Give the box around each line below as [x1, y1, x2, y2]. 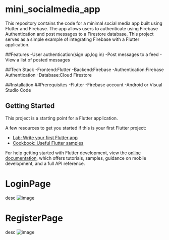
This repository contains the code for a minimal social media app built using [5, 20, 163, 26]
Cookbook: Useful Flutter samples [12, 140, 84, 146]
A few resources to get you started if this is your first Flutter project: [5, 125, 146, 131]
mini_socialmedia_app [5, 4, 100, 15]
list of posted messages [20, 56, 71, 63]
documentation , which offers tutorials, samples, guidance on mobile [5, 155, 146, 161]
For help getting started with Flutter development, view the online [5, 150, 141, 156]
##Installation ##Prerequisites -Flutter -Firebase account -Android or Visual [5, 82, 162, 88]
